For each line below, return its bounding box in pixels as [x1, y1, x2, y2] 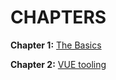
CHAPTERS [10, 6, 107, 29]
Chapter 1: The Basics [10, 39, 102, 51]
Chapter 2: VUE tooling [10, 58, 107, 70]
